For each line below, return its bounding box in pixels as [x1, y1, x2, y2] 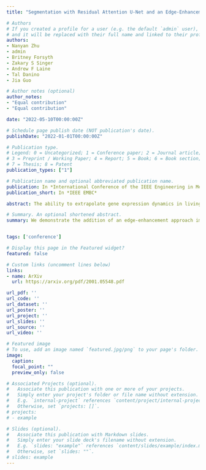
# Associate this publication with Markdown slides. [6, 431, 150, 437]
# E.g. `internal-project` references [6, 398, 112, 404]
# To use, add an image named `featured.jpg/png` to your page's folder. [6, 347, 199, 353]
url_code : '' [6, 296, 40, 302]
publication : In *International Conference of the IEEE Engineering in [6, 183, 193, 190]
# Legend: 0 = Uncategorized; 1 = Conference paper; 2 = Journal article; [6, 150, 202, 156]
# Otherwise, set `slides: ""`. [6, 449, 95, 455]
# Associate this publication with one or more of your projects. [6, 386, 185, 393]
